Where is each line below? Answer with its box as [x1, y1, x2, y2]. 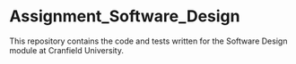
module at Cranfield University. [9, 44, 124, 55]
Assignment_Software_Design [9, 6, 240, 27]
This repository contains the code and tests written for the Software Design [9, 36, 288, 46]
